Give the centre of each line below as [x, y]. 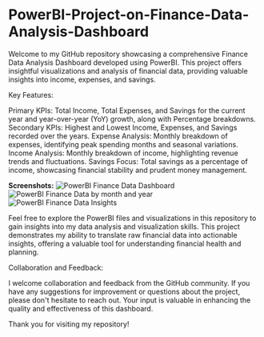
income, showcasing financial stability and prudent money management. [128, 170]
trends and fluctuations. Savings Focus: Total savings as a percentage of [128, 161]
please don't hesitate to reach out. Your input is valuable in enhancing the [130, 300]
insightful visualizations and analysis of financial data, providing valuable [128, 70]
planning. [24, 252]
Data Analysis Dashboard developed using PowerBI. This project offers [125, 62]
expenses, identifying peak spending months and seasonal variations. [123, 144]
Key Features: [31, 94]
